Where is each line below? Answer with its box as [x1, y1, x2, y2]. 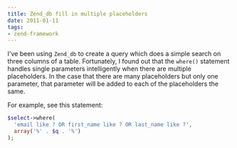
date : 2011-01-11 [7, 17, 59, 24]
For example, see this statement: [7, 101, 103, 110]
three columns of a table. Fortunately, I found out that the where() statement [7, 57, 230, 66]
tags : [7, 23, 23, 30]
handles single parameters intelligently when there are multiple [7, 64, 192, 73]
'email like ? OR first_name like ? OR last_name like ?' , [14, 121, 193, 128]
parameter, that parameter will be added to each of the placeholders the [7, 79, 219, 89]
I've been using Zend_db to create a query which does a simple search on [7, 50, 221, 58]
